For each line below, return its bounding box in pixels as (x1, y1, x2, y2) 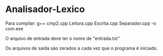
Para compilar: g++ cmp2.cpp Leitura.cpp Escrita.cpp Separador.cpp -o (5, 20, 156, 26)
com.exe (5, 25, 24, 31)
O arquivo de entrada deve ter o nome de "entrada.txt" (5, 35, 120, 41)
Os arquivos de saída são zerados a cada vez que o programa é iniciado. (5, 45, 158, 51)
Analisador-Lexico (5, 4, 85, 15)
